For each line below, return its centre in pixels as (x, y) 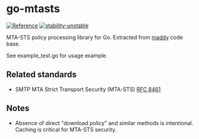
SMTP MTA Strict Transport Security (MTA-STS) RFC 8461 (88, 89)
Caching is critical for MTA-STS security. (66, 129)
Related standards (41, 75)
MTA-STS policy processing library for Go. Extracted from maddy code (95, 37)
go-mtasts (33, 9)
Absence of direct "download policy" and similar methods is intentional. (104, 123)
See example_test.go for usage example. (57, 55)
